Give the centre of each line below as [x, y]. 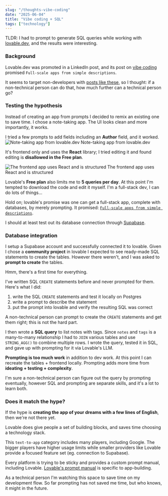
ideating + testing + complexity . [39, 368]
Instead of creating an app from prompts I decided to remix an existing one [82, 116]
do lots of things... [24, 192]
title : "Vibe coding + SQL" [34, 19]
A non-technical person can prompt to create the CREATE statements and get [83, 317]
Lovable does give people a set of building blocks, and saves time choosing [83, 427]
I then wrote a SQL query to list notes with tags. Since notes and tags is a [81, 332]
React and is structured [29, 172]
